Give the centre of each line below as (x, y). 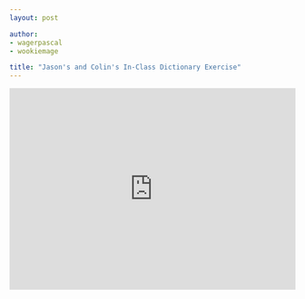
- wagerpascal (36, 43)
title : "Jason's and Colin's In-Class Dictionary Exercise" (126, 68)
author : (24, 34)
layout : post (34, 18)
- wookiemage (34, 51)
